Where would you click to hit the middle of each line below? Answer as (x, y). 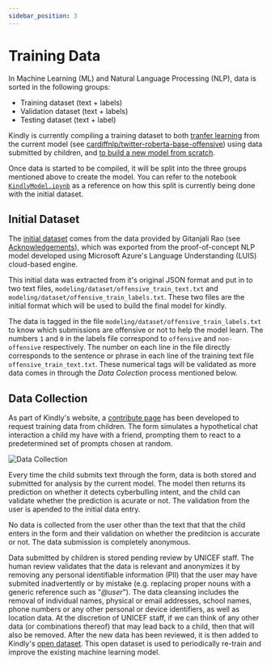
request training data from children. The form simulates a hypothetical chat (133, 427)
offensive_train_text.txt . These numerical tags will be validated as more (132, 364)
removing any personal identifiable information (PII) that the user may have (133, 575)
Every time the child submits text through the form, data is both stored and (132, 475)
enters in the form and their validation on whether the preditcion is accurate (134, 533)
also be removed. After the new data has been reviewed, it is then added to (133, 635)
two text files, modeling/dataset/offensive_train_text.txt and (113, 288)
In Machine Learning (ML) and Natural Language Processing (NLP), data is (132, 78)
